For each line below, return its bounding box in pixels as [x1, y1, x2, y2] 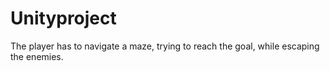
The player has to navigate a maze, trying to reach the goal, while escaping [10, 40, 320, 52]
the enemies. [10, 50, 64, 62]
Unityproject [10, 7, 117, 30]
